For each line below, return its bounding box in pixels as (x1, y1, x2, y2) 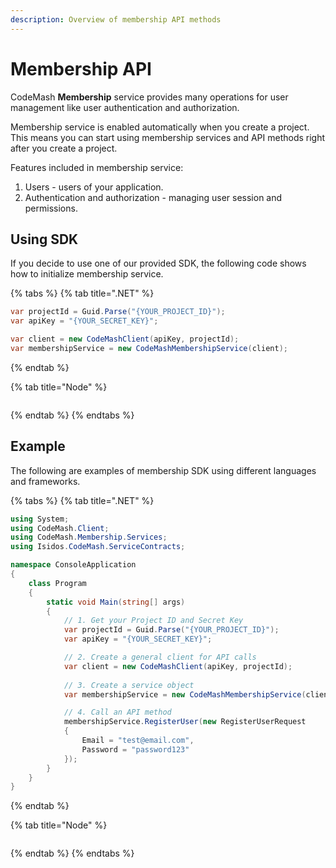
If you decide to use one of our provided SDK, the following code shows (10, 257, 307, 270)
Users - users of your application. (24, 181, 164, 193)
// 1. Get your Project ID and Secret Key (63, 616, 244, 626)
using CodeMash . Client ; (10, 523, 110, 533)
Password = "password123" (81, 744, 190, 755)
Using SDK (10, 231, 79, 248)
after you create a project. (10, 142, 118, 154)
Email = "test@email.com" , (81, 736, 195, 746)
